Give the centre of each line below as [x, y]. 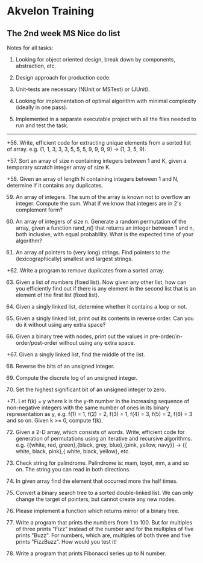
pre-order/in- [166, 336]
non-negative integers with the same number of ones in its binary [88, 407]
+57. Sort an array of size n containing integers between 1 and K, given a [97, 161]
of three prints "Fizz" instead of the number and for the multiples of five [105, 529]
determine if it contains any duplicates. [55, 185]
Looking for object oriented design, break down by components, [95, 59]
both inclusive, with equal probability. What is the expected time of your [105, 234]
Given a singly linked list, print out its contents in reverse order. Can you [105, 318]
